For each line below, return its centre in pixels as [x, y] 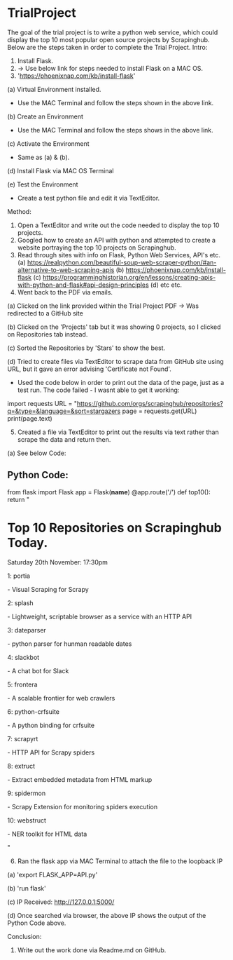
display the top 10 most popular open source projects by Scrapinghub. [108, 39]
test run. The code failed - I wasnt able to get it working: [98, 390]
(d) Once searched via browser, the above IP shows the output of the [107, 915]
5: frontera [22, 684]
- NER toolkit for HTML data [47, 834]
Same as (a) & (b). [43, 157]
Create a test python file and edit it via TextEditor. [89, 198]
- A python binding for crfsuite [51, 725]
